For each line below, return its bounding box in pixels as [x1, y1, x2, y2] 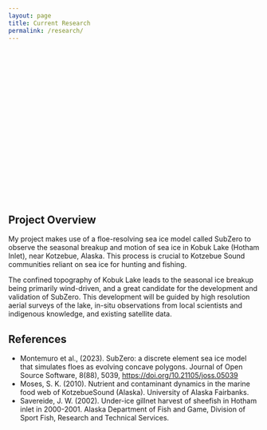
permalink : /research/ [8, 26, 84, 34]
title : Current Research [8, 19, 91, 27]
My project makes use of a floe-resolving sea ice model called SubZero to [8, 234, 251, 244]
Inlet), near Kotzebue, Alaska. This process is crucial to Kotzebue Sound [8, 251, 245, 261]
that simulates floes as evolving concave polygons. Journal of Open [19, 362, 243, 372]
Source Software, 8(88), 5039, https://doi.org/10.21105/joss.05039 [19, 371, 239, 380]
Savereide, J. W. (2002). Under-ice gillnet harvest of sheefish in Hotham [19, 396, 257, 405]
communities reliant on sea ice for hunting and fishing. [8, 260, 187, 269]
